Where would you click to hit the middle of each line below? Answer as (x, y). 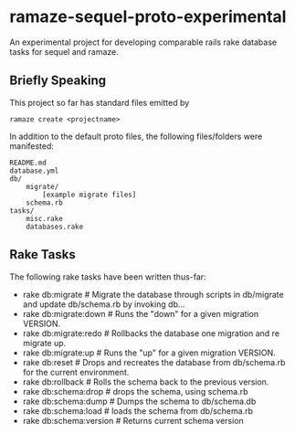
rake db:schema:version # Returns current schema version (133, 420)
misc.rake (45, 218)
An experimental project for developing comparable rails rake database (143, 42)
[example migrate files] (90, 195)
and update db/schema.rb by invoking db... (104, 304)
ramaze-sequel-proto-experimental (148, 17)
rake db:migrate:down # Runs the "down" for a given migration (140, 313)
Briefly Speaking (58, 81)
